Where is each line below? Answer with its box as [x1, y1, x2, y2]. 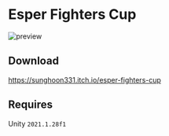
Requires [8, 98, 53, 112]
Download [8, 54, 59, 68]
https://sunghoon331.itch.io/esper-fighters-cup [8, 75, 161, 84]
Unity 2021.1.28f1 [8, 119, 67, 128]
